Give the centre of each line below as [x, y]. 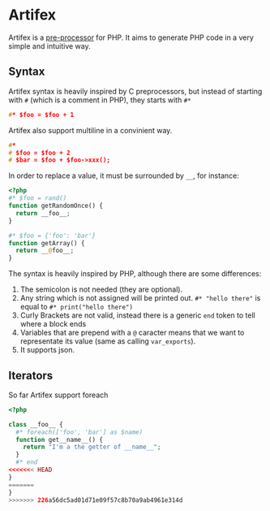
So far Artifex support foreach [58, 395]
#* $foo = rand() [38, 198]
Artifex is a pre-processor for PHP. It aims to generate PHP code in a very [131, 37]
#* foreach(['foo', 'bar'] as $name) [79, 432]
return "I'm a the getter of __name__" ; [92, 447]
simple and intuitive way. [49, 45]
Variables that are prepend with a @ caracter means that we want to [132, 333]
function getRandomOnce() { [56, 206]
